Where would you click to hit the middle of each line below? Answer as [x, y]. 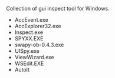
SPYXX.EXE [29, 38]
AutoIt [22, 69]
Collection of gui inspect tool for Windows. [58, 9]
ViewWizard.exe [34, 57]
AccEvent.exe [31, 20]
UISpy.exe [27, 51]
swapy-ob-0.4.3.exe [39, 45]
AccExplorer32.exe [38, 26]
